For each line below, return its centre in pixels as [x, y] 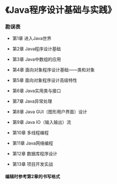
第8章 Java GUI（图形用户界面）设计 [50, 112]
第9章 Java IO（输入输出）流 [42, 122]
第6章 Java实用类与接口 [36, 91]
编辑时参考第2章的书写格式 [33, 177]
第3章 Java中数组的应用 [36, 59]
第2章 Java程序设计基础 [36, 49]
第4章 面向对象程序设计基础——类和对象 [54, 70]
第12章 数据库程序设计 [35, 154]
